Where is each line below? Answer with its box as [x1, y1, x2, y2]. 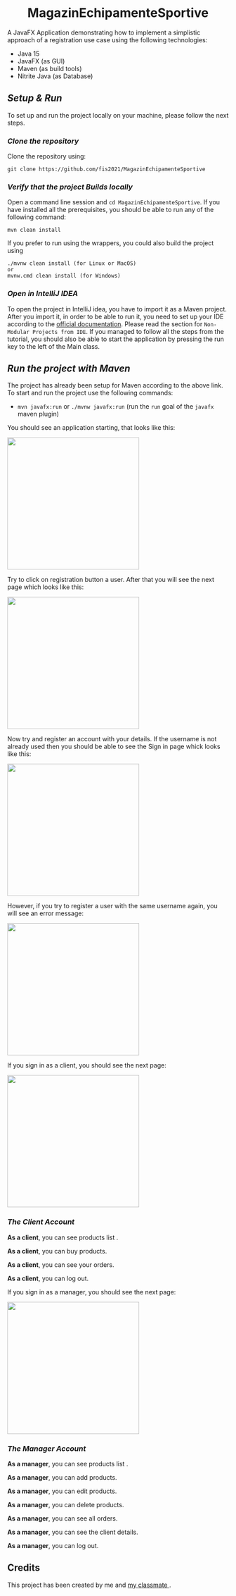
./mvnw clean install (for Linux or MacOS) [7, 260, 137, 267]
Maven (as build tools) [17, 64, 82, 73]
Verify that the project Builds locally [7, 182, 133, 192]
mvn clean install [7, 227, 61, 234]
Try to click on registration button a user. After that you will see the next [7, 576, 215, 584]
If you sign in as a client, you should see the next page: [7, 1061, 166, 1070]
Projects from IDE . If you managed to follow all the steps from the [32, 327, 225, 335]
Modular [7, 328, 30, 335]
